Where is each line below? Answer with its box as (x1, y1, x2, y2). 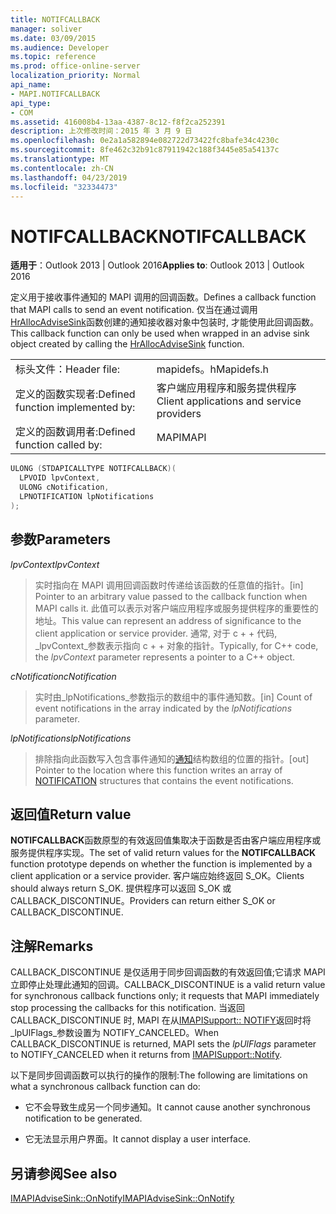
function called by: (15, 438, 103, 452)
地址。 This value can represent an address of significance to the (34, 614, 302, 626)
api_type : (10, 98, 52, 108)
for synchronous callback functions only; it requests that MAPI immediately (10, 990, 320, 1002)
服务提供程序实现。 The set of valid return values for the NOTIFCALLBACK (10, 847, 317, 859)
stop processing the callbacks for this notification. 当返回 (10, 1002, 245, 1014)
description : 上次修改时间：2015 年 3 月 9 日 (10, 126, 193, 136)
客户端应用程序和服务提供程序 (156, 381, 297, 395)
